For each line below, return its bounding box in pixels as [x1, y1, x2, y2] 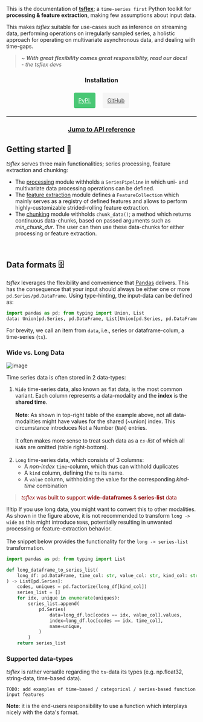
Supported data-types [6, 654, 74, 663]
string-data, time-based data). [6, 675, 82, 682]
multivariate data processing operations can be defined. [14, 185, 155, 192]
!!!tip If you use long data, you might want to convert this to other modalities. [6, 506, 196, 513]
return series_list [17, 640, 66, 646]
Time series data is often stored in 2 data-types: [6, 373, 126, 381]
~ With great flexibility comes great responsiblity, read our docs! [21, 55, 188, 61]
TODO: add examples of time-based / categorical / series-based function [6, 686, 196, 693]
